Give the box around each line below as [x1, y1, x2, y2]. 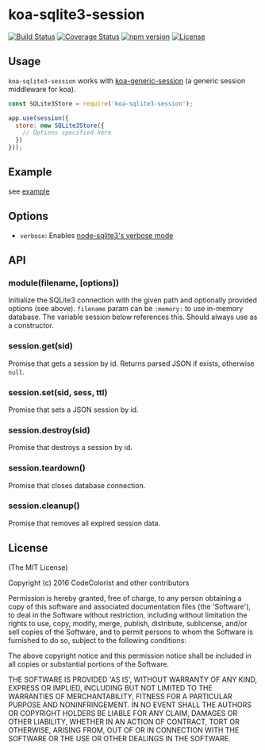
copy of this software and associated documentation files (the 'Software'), [8, 602, 252, 611]
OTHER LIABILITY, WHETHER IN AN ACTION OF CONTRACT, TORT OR [8, 717, 240, 726]
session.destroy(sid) [8, 425, 90, 436]
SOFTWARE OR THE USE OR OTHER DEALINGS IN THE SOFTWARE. [8, 733, 231, 743]
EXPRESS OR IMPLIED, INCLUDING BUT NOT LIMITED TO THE [8, 683, 213, 692]
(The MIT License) [8, 562, 69, 572]
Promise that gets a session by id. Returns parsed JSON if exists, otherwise [8, 359, 255, 368]
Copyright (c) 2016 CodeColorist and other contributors [8, 578, 190, 587]
